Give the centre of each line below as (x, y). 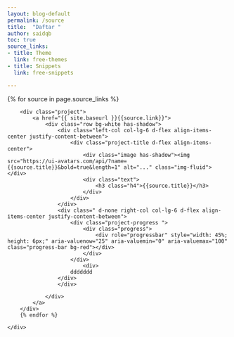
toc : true (22, 40)
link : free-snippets (44, 72)
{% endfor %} (39, 315)
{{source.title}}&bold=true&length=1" (64, 167)
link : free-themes (41, 60)
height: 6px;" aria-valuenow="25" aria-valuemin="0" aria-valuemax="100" (118, 241)
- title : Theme (30, 53)
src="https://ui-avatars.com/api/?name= (67, 161)
